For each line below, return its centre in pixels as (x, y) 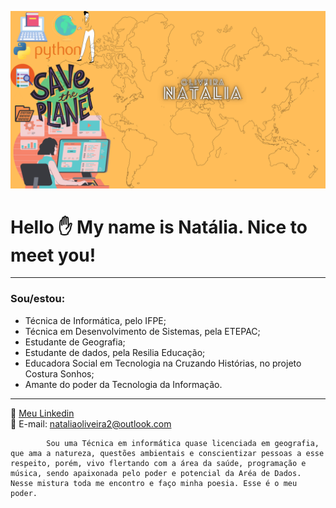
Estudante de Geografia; (75, 342)
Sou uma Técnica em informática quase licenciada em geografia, (183, 443)
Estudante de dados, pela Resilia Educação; (115, 352)
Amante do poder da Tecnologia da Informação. (123, 384)
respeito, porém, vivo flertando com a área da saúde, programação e (158, 463)
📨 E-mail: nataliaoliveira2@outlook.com (91, 423)
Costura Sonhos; (59, 373)
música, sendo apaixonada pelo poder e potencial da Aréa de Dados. (156, 473)
